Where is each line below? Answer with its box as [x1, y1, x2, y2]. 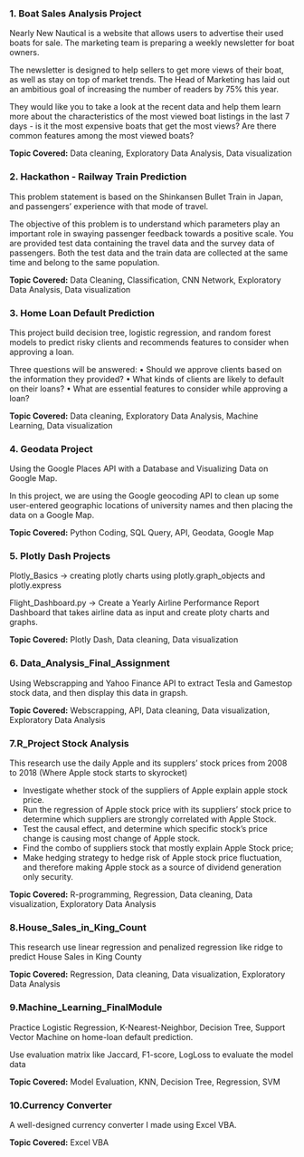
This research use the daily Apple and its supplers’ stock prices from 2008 [9, 757, 288, 768]
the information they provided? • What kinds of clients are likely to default [9, 373, 285, 384]
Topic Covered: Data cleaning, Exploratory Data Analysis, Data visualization [9, 148, 292, 159]
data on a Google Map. [9, 510, 95, 521]
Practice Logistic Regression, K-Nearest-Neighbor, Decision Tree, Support [9, 1022, 286, 1033]
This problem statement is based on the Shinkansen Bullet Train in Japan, [9, 191, 283, 202]
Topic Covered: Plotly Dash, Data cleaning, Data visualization [9, 634, 239, 645]
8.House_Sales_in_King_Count [9, 921, 147, 933]
